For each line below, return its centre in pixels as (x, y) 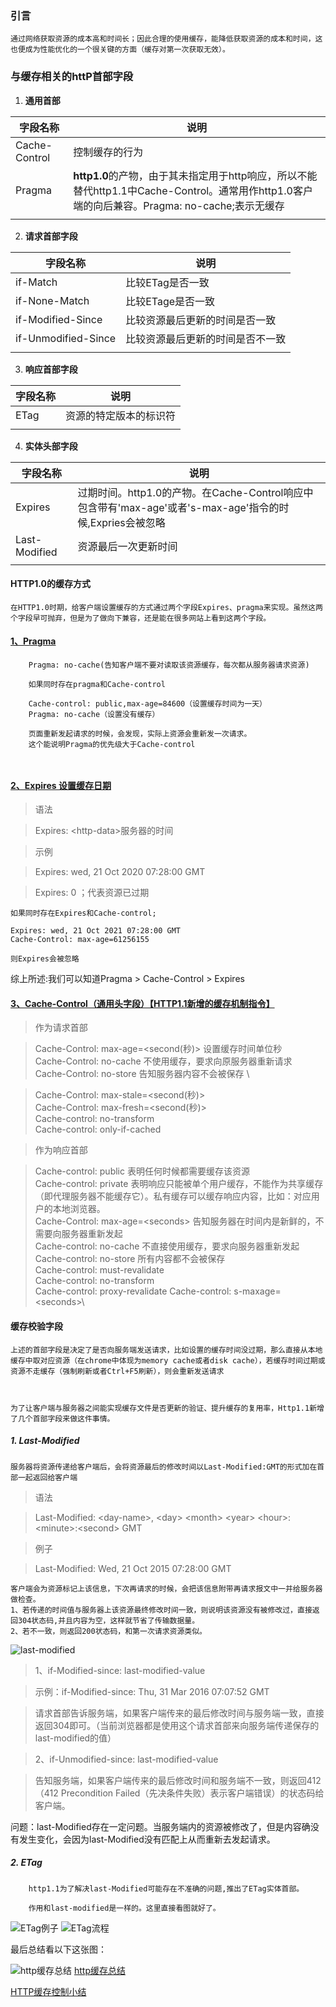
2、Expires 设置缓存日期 (61, 785)
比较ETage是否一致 (170, 301)
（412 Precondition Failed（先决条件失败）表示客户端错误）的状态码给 (179, 1793)
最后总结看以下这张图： (58, 1949)
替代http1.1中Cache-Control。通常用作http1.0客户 (193, 190)
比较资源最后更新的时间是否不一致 (206, 339)
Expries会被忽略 (127, 522)
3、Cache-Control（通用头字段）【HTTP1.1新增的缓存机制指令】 (142, 1003)
